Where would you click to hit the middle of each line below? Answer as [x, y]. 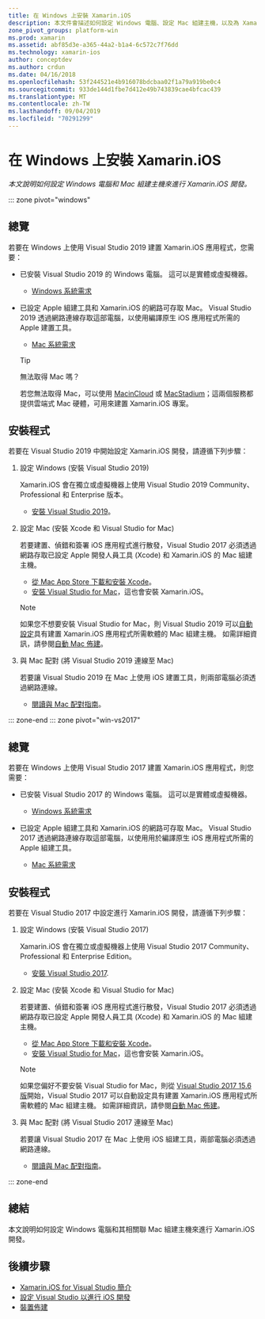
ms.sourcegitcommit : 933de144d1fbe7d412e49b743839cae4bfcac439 [115, 89]
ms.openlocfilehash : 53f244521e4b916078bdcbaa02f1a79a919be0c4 [115, 82]
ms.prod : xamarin [37, 38]
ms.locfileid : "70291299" [51, 119]
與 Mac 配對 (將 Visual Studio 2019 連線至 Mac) [97, 661]
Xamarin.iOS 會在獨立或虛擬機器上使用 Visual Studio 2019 [114, 485]
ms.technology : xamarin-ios [55, 52]
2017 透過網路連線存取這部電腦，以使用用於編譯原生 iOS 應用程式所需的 [136, 838]
